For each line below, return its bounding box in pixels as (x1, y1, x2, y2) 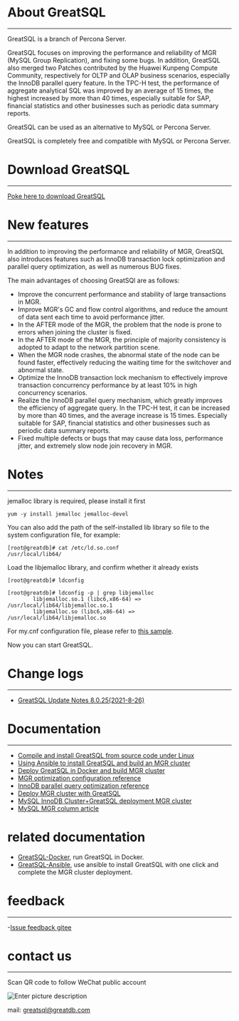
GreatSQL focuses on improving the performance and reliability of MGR (7, 48, 217, 57)
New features (7, 217, 89, 233)
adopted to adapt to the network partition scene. (17, 343, 160, 352)
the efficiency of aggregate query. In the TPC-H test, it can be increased (17, 404, 230, 412)
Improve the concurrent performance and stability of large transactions (17, 289, 226, 298)
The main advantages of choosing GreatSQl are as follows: (7, 276, 180, 284)
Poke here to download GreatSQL (7, 192, 105, 200)
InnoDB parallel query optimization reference (17, 781, 149, 790)
